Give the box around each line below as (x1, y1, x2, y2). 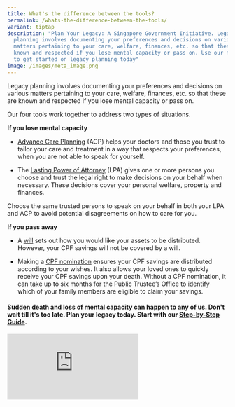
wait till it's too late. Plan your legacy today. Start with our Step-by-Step (7, 310, 220, 319)
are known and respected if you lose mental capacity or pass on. (7, 96, 194, 105)
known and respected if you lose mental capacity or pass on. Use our (13, 50, 224, 57)
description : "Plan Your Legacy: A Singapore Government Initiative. (7, 29, 215, 37)
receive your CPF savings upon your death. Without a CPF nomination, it (17, 272, 226, 280)
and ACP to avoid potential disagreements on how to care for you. (7, 209, 197, 217)
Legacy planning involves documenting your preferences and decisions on (7, 81, 222, 90)
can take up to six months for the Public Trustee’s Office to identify (17, 280, 210, 288)
